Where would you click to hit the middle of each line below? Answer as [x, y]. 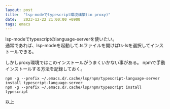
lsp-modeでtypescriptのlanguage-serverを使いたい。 [61, 39]
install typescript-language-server [44, 83]
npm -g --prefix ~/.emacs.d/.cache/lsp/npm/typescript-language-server [82, 79]
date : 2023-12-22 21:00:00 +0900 [43, 19]
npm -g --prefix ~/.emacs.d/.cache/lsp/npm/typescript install [74, 87]
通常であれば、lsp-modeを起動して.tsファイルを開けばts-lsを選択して [78, 46]
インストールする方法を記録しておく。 [45, 69]
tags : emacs [18, 24]
